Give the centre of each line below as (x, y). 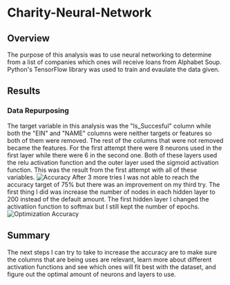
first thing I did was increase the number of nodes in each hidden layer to (111, 192)
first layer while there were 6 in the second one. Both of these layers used (112, 155)
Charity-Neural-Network (79, 13)
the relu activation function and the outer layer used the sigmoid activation (113, 162)
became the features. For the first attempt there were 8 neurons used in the (115, 148)
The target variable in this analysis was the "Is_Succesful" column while (109, 126)
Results (24, 91)
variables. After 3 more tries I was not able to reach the (103, 177)
